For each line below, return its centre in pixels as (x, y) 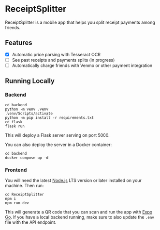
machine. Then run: (24, 185)
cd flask (14, 122)
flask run (15, 126)
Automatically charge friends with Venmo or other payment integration (82, 65)
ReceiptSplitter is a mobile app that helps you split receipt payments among (80, 22)
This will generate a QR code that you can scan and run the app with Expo (79, 212)
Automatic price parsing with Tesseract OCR (56, 54)
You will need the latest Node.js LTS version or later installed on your (73, 180)
